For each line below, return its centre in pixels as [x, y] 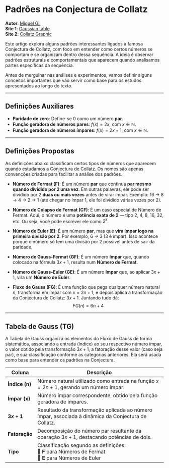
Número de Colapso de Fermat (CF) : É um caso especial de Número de [87, 210]
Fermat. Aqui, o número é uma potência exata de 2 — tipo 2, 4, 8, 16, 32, [88, 215]
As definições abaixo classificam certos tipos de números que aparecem [81, 163]
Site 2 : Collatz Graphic [28, 34]
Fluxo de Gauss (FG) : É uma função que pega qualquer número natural [86, 287]
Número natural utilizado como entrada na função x [98, 381]
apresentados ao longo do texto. [39, 86]
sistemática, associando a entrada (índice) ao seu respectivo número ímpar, [84, 344]
